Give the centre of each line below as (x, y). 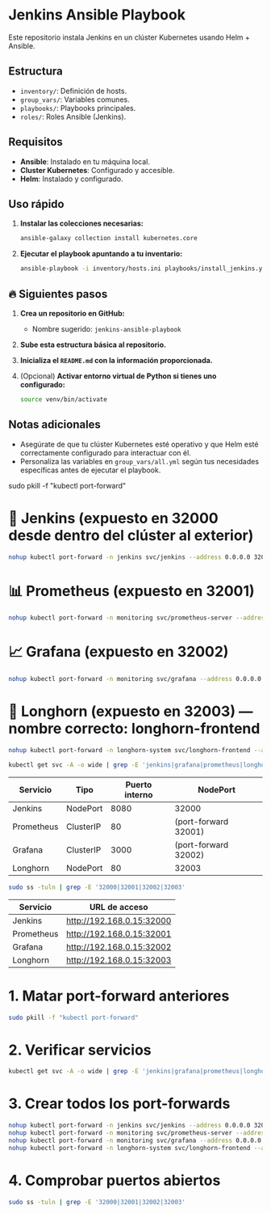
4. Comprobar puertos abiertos (115, 1180)
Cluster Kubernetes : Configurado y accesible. (97, 170)
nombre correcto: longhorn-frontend (134, 729)
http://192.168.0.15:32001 (119, 933)
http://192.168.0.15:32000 (119, 920)
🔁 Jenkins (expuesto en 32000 (114, 518)
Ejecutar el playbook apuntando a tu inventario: (101, 254)
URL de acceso (119, 907)
